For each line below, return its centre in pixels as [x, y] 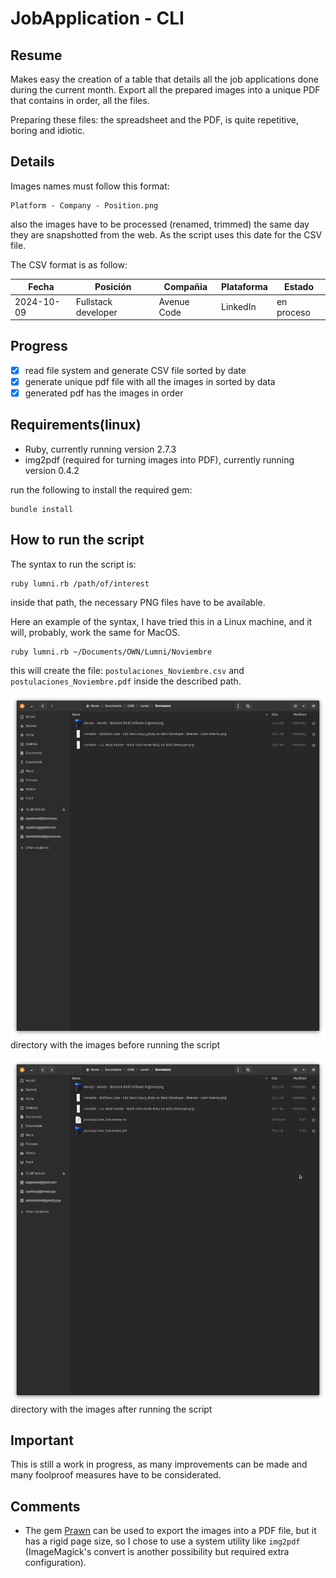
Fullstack [94, 301]
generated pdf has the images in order [104, 393]
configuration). [55, 1563]
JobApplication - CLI [97, 18]
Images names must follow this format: [90, 186]
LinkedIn [239, 307]
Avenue [174, 301]
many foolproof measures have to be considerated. [116, 1475]
